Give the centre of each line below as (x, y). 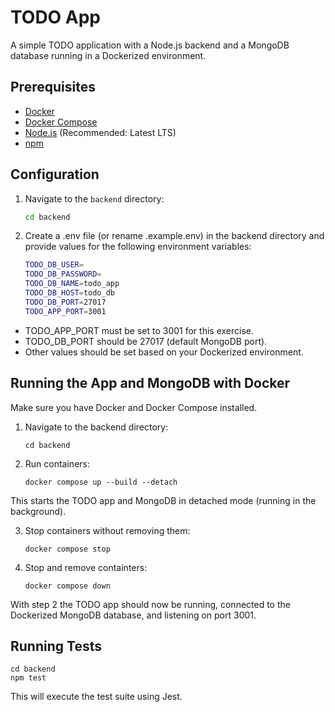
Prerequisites (53, 87)
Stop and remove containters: (86, 567)
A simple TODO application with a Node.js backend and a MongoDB (150, 45)
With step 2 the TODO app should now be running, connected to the (150, 604)
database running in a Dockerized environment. (108, 55)
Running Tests (56, 646)
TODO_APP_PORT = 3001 (65, 311)
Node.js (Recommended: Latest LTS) (100, 132)
